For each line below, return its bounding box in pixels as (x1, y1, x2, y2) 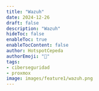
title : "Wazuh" (6, 8, 45, 15)
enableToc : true (6, 37, 47, 43)
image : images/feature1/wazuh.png (6, 75, 94, 81)
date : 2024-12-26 (6, 14, 50, 20)
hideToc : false (6, 31, 45, 37)
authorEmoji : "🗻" (6, 53, 50, 59)
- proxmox (6, 70, 31, 76)
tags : (6, 59, 20, 65)
